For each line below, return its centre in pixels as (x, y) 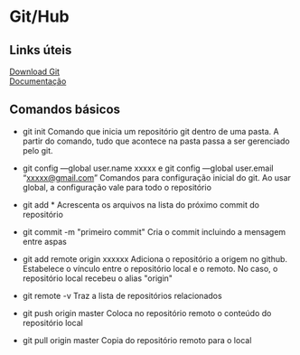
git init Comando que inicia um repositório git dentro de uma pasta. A (150, 131)
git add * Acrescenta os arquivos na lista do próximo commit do (141, 204)
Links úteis (41, 50)
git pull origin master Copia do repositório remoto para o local (137, 340)
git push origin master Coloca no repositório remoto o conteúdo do (147, 313)
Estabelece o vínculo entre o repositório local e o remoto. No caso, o (150, 268)
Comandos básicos (65, 110)
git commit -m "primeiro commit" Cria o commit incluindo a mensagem (154, 231)
